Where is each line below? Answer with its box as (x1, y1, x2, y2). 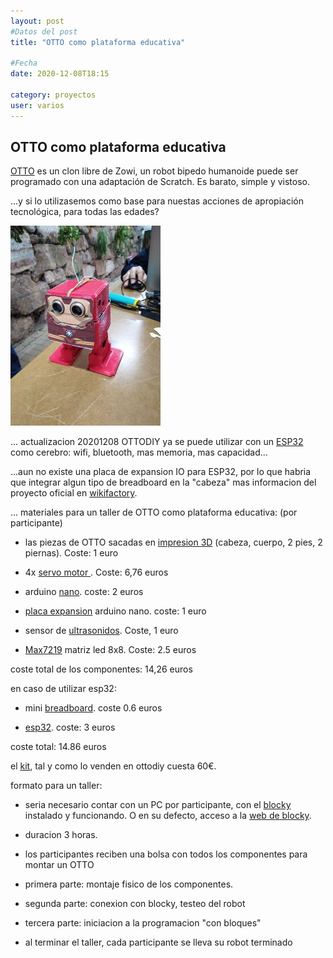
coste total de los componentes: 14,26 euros (10, 663, 193, 675)
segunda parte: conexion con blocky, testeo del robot (24, 898, 246, 910)
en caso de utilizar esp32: (10, 683, 117, 695)
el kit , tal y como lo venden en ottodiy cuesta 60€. (10, 760, 217, 772)
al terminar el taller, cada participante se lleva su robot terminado (24, 936, 293, 949)
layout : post (10, 16, 65, 26)
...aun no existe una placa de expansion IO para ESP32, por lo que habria (10, 466, 312, 478)
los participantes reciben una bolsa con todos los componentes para (24, 848, 308, 860)
